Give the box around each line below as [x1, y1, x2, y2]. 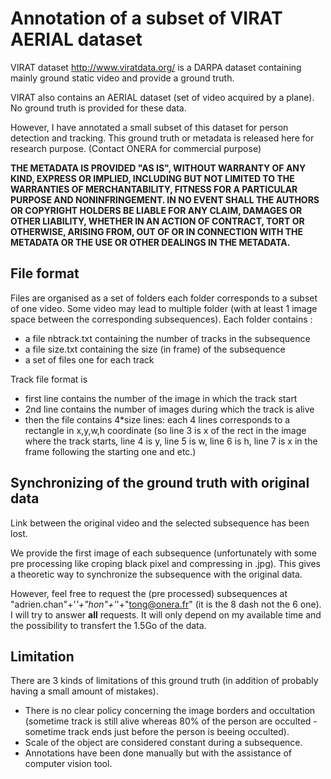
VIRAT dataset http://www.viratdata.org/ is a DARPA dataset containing [10, 61, 302, 73]
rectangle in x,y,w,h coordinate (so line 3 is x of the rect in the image [24, 424, 307, 436]
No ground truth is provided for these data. [10, 102, 187, 114]
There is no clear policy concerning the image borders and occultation [24, 705, 316, 717]
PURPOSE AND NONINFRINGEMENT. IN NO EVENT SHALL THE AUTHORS [10, 193, 320, 206]
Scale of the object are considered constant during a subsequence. [24, 737, 303, 749]
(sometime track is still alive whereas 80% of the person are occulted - [24, 715, 318, 727]
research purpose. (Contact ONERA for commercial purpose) [10, 142, 262, 154]
